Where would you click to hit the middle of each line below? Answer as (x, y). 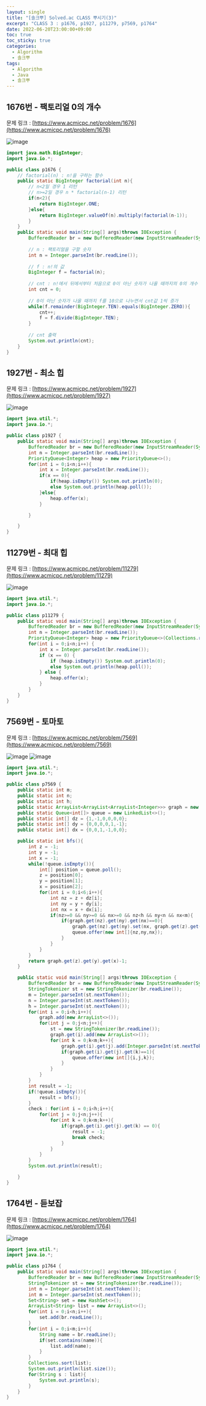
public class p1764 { (34, 1266)
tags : (13, 63)
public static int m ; (45, 790)
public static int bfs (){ (51, 841)
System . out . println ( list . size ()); (72, 1369)
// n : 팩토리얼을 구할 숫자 (60, 249)
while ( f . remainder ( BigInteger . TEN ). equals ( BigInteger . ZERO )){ (109, 307)
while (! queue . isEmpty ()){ (62, 864)
